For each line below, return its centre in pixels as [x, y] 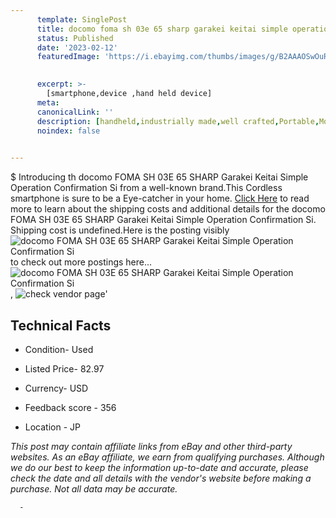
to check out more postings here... [81, 262]
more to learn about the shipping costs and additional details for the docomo [168, 209]
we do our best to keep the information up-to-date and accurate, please [159, 467]
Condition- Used [59, 349]
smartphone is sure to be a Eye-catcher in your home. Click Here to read [160, 198]
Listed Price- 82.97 [64, 368]
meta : [48, 102]
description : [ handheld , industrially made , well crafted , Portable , [178, 121]
